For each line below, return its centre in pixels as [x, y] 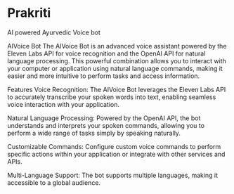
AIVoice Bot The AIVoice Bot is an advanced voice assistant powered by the [117, 46]
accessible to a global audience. [54, 182]
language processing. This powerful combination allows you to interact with [117, 60]
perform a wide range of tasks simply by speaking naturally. [94, 133]
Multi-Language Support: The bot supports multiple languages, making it [113, 175]
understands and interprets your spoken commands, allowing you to [106, 125]
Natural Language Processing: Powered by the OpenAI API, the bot [104, 118]
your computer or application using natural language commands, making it [115, 68]
